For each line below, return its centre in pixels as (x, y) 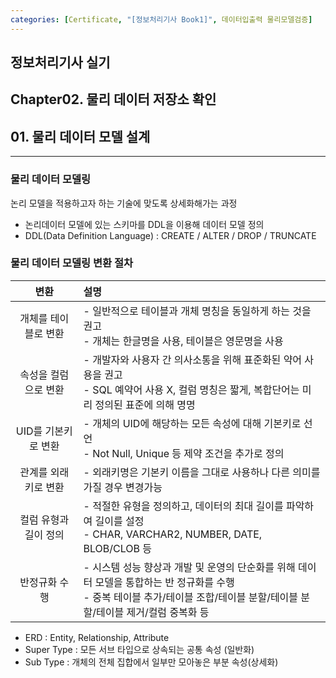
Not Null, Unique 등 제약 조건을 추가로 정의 (188, 453)
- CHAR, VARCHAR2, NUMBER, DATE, (173, 534)
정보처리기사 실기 (60, 62)
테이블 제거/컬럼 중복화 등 (152, 612)
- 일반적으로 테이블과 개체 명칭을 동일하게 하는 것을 (197, 311)
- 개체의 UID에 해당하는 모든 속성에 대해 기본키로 (192, 423)
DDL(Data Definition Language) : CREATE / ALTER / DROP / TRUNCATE (170, 235)
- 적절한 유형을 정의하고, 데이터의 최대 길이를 (183, 506)
